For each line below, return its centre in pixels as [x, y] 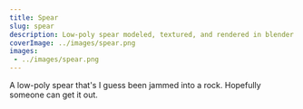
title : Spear [34, 18]
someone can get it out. [54, 95]
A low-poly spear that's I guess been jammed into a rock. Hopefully [135, 85]
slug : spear [32, 26]
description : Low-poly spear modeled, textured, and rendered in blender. [154, 34]
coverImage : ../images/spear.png [73, 43]
